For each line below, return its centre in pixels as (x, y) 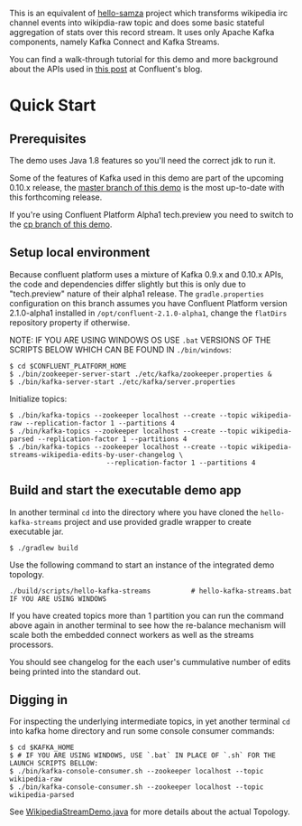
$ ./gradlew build (44, 548)
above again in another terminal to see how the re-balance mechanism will (148, 625)
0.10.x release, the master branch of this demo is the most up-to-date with (147, 188)
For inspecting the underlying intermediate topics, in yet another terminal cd (150, 721)
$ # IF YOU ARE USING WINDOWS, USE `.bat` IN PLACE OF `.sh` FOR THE (143, 756)
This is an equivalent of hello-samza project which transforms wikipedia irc (149, 13)
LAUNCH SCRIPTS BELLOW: (54, 764)
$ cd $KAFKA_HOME (42, 748)
